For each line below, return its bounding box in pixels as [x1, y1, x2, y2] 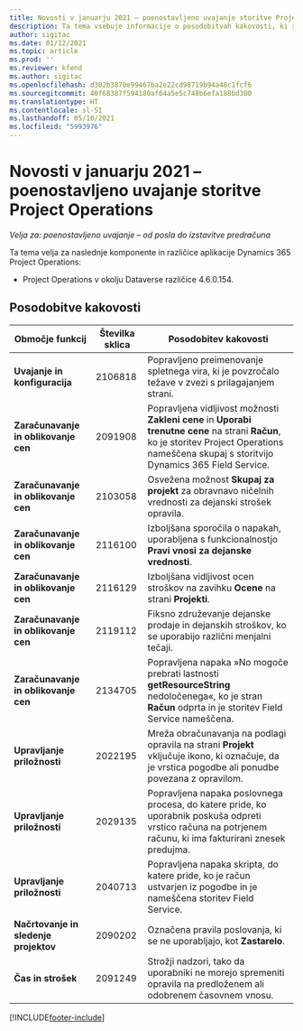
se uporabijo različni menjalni [147, 629, 271, 642]
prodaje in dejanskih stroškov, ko [147, 618, 287, 631]
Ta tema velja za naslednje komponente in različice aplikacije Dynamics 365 [9, 246, 291, 257]
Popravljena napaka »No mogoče [147, 655, 289, 668]
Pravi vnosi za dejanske [147, 543, 252, 556]
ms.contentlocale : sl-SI [9, 106, 103, 115]
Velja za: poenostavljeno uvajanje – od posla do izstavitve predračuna [9, 229, 271, 240]
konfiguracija [14, 376, 72, 388]
